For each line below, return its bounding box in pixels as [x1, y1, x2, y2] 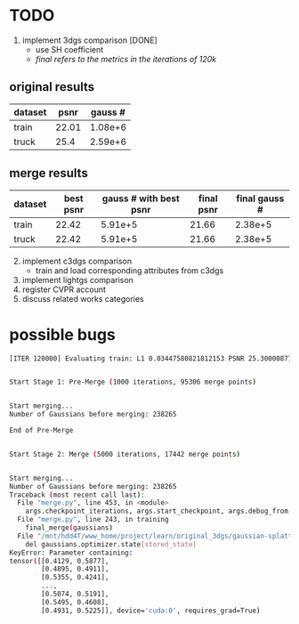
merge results [9, 166, 89, 181]
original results [9, 79, 95, 94]
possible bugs [9, 324, 116, 344]
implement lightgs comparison [21, 274, 133, 285]
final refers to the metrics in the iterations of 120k [35, 53, 217, 64]
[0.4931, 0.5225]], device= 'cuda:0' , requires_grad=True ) [41, 606, 261, 615]
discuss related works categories [21, 293, 144, 304]
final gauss [236, 192, 285, 205]
